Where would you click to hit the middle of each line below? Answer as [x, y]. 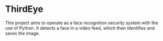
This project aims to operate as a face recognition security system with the [82, 23]
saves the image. [23, 33]
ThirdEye [24, 9]
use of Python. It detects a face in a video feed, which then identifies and [80, 28]
